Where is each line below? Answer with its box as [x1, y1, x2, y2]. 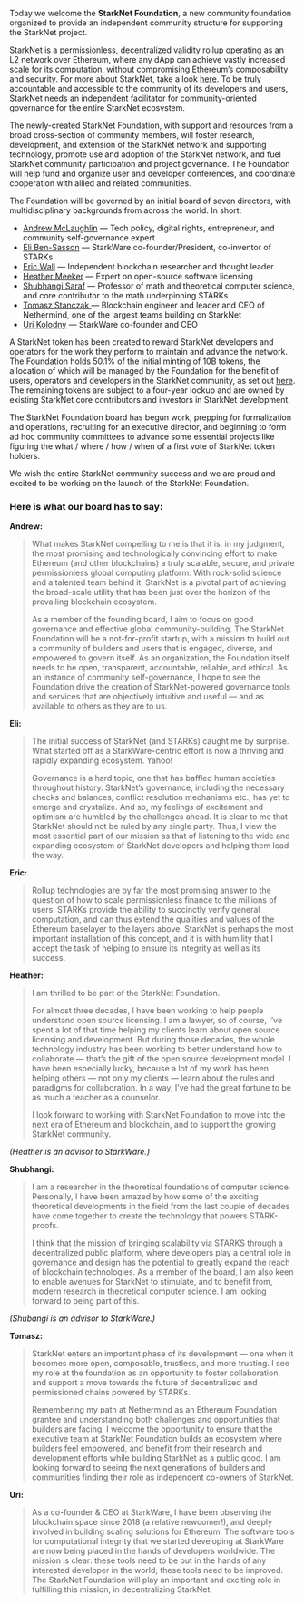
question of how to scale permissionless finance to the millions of [31, 895, 277, 905]
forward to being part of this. [31, 1296, 140, 1306]
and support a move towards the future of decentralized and [31, 1377, 258, 1388]
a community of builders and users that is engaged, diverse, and [31, 643, 274, 654]
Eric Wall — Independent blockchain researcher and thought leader [22, 261, 274, 271]
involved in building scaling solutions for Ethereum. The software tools [31, 1526, 295, 1537]
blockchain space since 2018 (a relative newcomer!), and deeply [31, 1517, 273, 1528]
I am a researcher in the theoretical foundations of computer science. [31, 1181, 291, 1192]
